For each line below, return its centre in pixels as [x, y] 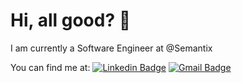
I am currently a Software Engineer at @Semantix [111, 48]
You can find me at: [50, 67]
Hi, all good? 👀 [71, 20]
